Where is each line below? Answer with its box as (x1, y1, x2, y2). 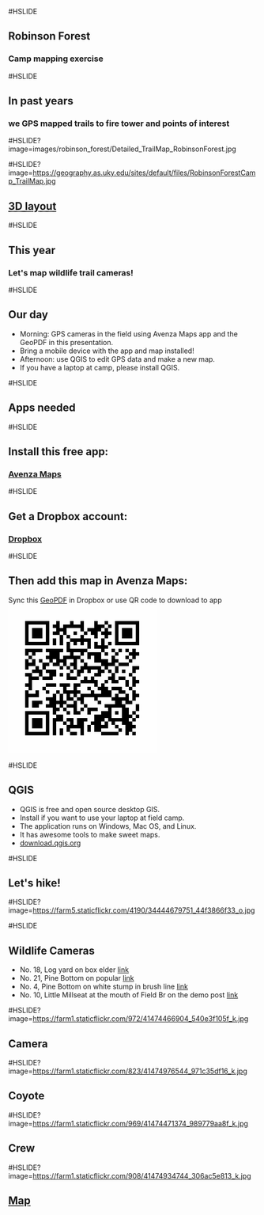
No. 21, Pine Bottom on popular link (19, 974, 134, 983)
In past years (8, 94, 74, 108)
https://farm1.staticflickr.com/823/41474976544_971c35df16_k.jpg (32, 1066, 247, 1076)
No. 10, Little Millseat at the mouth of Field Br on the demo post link (19, 990, 239, 1000)
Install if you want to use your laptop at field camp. (19, 813, 185, 822)
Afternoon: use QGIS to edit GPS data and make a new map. (19, 354, 216, 363)
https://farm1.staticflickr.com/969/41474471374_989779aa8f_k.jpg (32, 1118, 249, 1128)
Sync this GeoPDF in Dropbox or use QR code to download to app (8, 595, 223, 605)
